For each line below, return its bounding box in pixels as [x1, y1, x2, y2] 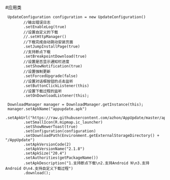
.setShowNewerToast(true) [23, 124, 78, 129]
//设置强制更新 [23, 69, 51, 74]
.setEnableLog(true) [23, 24, 67, 29]
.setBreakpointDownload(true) [23, 54, 87, 59]
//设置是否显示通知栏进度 [23, 59, 70, 64]
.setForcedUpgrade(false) [23, 74, 78, 79]
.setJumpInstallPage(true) [23, 44, 80, 49]
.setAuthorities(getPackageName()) [23, 155, 99, 160]
